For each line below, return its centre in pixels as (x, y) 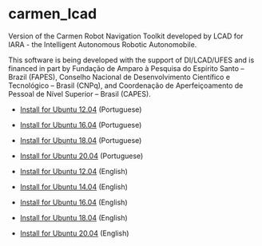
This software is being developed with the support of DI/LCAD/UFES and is (131, 60)
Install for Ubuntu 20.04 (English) (74, 233)
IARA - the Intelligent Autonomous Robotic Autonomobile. (103, 44)
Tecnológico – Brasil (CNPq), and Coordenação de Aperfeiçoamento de (126, 85)
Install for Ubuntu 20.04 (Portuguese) (81, 156)
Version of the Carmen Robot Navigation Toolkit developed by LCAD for (126, 36)
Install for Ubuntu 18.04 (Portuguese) (81, 140)
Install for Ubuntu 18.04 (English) (73, 217)
